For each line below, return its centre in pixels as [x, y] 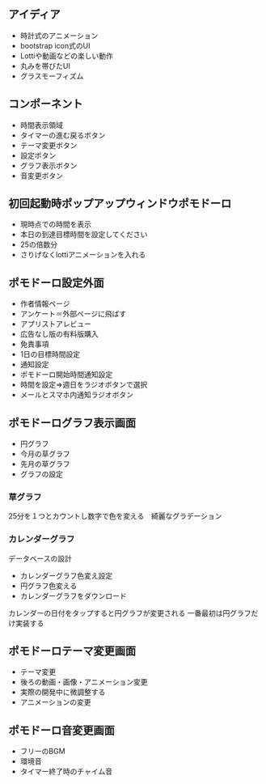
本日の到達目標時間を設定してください [84, 235]
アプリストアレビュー [55, 324]
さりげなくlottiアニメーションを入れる [83, 255]
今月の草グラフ [45, 454]
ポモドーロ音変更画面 [61, 730]
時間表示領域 [41, 125]
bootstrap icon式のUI [55, 45]
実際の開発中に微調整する [63, 692]
